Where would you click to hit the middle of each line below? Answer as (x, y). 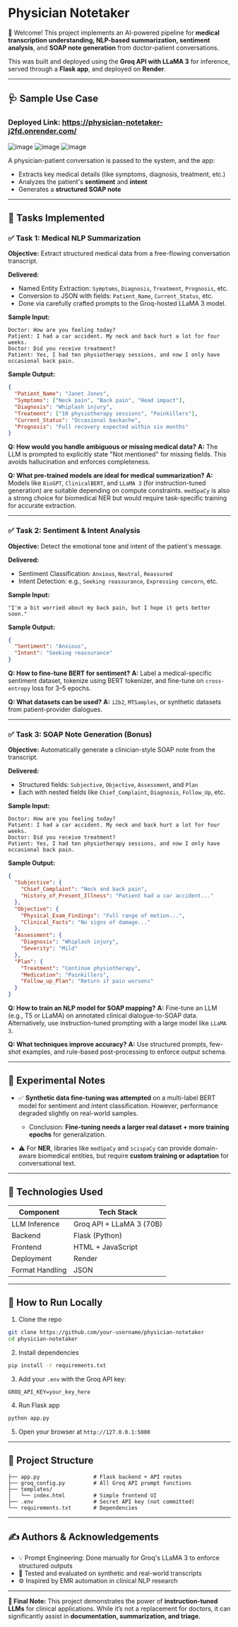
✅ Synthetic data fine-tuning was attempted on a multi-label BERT (117, 1098)
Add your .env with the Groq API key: (72, 1379)
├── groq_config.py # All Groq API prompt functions (100, 1483)
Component (39, 1212)
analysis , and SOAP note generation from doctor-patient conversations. (114, 47)
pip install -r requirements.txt (57, 1366)
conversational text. (47, 1163)
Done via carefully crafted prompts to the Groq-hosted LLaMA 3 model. (122, 304)
